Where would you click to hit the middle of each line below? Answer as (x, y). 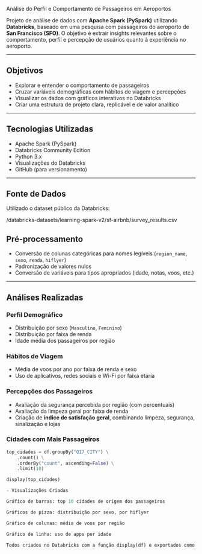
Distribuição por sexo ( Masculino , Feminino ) (68, 328)
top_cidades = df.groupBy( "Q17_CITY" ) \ (58, 452)
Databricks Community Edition (53, 150)
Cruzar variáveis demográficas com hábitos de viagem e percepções (100, 91)
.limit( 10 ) (31, 469)
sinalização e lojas (38, 424)
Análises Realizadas (45, 297)
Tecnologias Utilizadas (50, 129)
